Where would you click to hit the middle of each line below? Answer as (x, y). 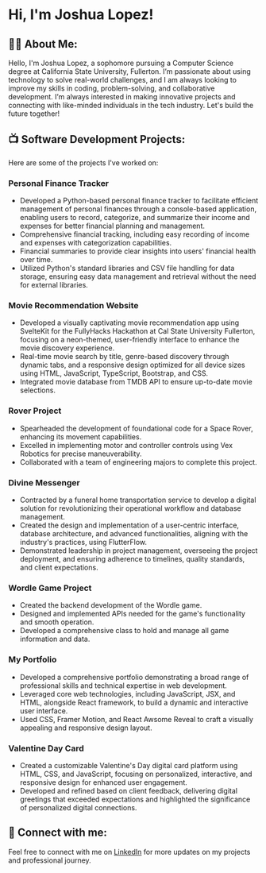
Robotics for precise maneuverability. (81, 454)
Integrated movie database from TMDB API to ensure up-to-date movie (136, 382)
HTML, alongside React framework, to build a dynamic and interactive (134, 702)
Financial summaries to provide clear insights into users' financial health (138, 251)
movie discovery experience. (67, 348)
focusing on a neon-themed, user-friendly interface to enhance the (129, 340)
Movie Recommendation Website (73, 306)
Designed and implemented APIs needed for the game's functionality (133, 614)
